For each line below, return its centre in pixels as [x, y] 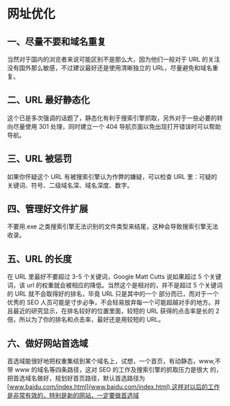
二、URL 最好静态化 [49, 100]
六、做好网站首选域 [48, 343]
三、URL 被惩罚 [40, 159]
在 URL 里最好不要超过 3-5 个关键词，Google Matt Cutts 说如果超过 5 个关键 [114, 277]
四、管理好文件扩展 [48, 209]
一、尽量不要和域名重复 [56, 41]
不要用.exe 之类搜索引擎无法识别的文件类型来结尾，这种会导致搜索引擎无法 [113, 226]
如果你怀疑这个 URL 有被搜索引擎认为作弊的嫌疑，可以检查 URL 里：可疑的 [112, 176]
